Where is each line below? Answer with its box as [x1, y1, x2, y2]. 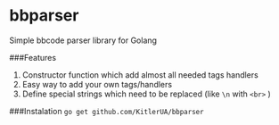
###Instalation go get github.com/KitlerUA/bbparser [9, 105, 204, 116]
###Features [9, 52, 56, 62]
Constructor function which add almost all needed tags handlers [21, 69, 258, 80]
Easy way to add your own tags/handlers [21, 79, 172, 89]
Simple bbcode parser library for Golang [9, 35, 158, 46]
